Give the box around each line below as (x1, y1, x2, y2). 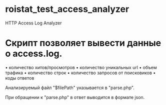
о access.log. (5, 48, 62, 59)
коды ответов (5, 75, 34, 81)
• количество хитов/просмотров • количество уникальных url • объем (5, 64, 157, 70)
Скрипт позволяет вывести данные (5, 37, 161, 49)
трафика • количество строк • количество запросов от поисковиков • (5, 70, 156, 76)
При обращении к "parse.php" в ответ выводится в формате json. (5, 94, 145, 100)
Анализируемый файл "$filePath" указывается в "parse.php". (5, 85, 135, 91)
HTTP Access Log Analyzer (5, 20, 62, 26)
